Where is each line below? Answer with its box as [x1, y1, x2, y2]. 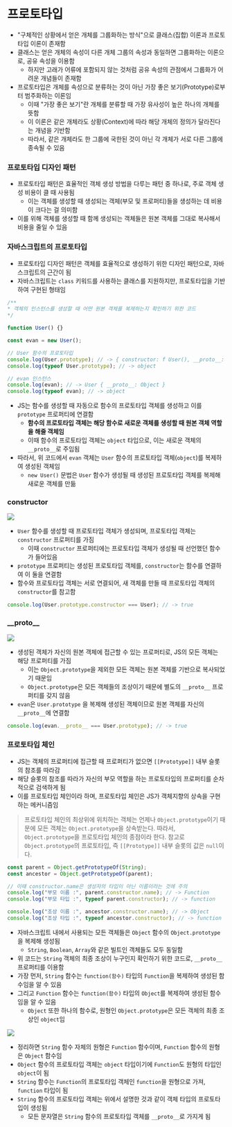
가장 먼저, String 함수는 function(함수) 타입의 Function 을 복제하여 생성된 [17, 971, 217, 980]
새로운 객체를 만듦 [27, 480, 76, 488]
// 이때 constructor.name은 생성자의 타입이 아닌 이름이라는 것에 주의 [7, 883, 188, 890]
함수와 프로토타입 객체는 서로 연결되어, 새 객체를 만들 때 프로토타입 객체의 [17, 579, 215, 587]
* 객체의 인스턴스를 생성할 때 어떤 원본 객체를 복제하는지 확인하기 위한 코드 [7, 306, 196, 312]
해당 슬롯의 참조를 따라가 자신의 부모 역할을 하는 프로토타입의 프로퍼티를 [17, 774, 212, 783]
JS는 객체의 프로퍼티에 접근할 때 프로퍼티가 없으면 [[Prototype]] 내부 [17, 757, 208, 765]
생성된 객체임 [24, 462, 60, 471]
